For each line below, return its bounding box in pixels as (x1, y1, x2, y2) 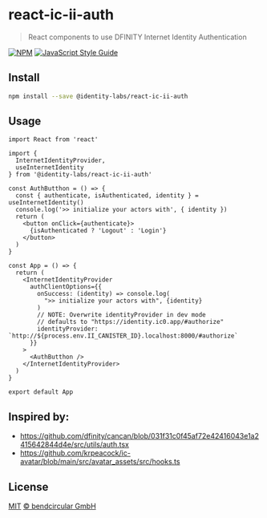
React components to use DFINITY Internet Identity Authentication (27, 32, 247, 42)
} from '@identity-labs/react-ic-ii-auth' (8, 171, 152, 179)
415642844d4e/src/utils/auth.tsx (19, 439, 130, 450)
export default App (8, 388, 74, 396)
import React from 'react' (8, 136, 99, 144)
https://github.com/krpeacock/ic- (19, 448, 131, 458)
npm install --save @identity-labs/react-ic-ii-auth (8, 92, 188, 100)
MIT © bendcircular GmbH (8, 501, 96, 511)
